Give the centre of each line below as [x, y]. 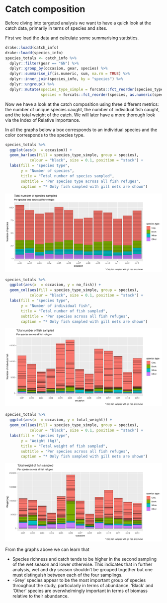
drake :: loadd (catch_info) [32, 47]
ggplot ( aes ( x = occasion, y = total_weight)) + [61, 420]
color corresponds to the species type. [45, 135]
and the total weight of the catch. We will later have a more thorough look [80, 115]
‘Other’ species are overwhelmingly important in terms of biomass [80, 591]
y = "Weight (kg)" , [41, 441]
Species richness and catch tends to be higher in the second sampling [84, 559]
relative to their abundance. [41, 596]
